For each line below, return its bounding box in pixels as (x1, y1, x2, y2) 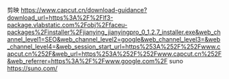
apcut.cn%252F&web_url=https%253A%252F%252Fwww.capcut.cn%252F (7, 50, 222, 58)
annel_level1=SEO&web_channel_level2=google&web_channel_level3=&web (7, 35, 221, 43)
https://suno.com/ (7, 64, 58, 72)
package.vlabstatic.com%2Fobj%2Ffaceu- (7, 21, 128, 29)
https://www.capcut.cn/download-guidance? (20, 6, 148, 14)
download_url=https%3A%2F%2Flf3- (7, 14, 113, 22)
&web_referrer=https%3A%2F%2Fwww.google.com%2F (7, 57, 168, 65)
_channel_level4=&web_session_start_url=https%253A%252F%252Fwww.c (7, 43, 221, 50)
